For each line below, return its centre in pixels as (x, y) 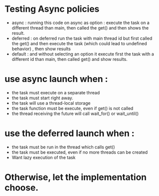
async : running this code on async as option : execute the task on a (80, 23)
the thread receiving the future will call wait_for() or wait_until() (75, 113)
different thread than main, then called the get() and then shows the (80, 28)
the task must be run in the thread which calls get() (63, 147)
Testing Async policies (52, 9)
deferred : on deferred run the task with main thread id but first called (82, 38)
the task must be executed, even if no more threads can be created (80, 152)
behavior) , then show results (41, 49)
